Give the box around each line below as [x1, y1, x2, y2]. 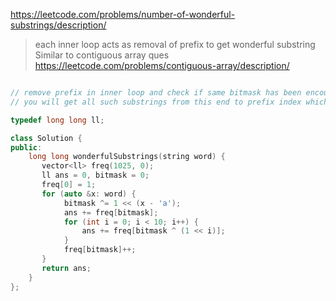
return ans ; [41, 263, 92, 273]
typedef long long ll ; [10, 115, 105, 125]
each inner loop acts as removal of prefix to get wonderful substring [34, 39, 316, 50]
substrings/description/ [10, 19, 107, 31]
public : [10, 142, 43, 153]
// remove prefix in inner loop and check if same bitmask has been [10, 88, 302, 98]
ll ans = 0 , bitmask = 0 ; [41, 170, 150, 181]
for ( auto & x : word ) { [41, 189, 137, 199]
